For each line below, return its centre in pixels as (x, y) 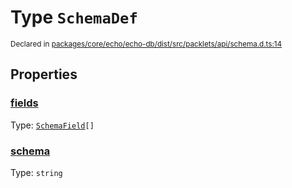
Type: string (36, 172)
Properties (44, 74)
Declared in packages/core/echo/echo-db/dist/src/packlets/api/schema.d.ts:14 (146, 44)
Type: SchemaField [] (52, 125)
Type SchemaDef (74, 17)
